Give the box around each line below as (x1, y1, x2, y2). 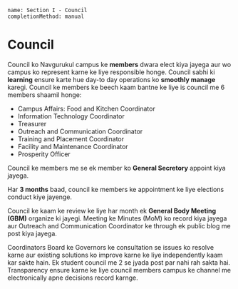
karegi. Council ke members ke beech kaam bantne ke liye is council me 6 (7, 83, 225, 91)
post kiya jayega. (7, 229, 57, 238)
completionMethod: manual (7, 13, 84, 20)
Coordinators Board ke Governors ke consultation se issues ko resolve (7, 243, 214, 251)
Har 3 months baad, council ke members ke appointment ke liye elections (7, 185, 224, 193)
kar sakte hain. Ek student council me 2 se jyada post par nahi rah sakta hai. (7, 258, 230, 267)
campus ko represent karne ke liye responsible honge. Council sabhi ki (7, 68, 215, 76)
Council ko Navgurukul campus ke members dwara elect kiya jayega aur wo (7, 60, 232, 69)
